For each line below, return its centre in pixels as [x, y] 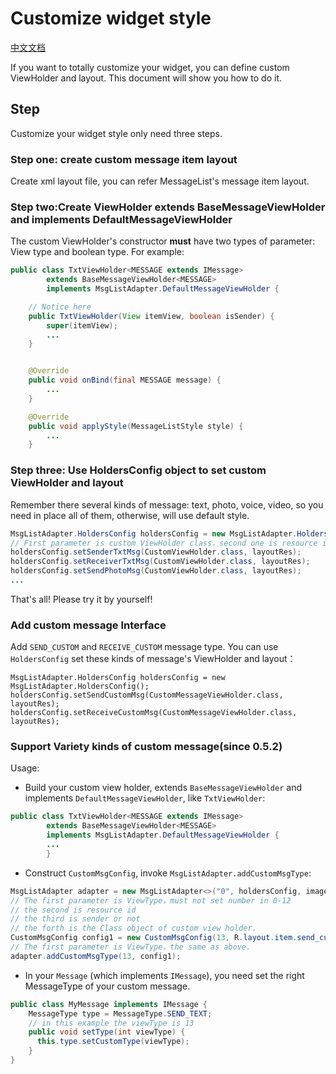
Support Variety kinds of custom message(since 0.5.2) [146, 747]
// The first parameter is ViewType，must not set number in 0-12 [151, 900]
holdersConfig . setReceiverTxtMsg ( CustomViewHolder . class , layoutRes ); [160, 562]
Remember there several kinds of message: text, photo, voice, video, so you [167, 504]
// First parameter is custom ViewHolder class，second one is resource [164, 543]
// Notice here [60, 307]
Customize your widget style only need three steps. [116, 133]
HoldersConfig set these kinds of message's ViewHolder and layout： [153, 659]
